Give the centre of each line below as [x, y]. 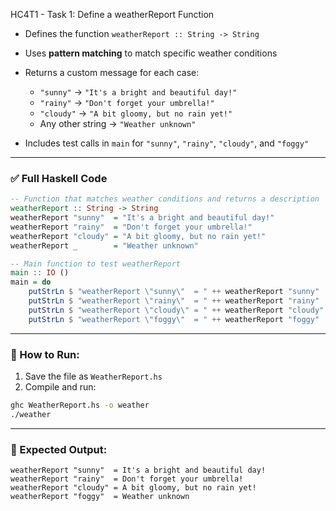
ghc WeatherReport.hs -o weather [80, 405]
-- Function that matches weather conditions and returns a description [165, 199]
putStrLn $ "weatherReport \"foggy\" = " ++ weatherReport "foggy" [174, 319]
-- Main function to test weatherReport [96, 264]
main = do [31, 282]
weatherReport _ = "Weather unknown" [104, 245]
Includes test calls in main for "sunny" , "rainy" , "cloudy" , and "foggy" [166, 143]
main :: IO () [40, 273]
